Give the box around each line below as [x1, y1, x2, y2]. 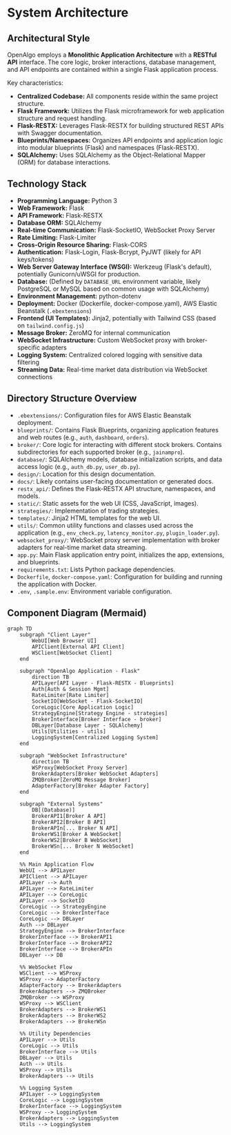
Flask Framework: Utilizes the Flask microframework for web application [17, 107, 225, 115]
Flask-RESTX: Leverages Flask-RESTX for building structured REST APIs [17, 122, 224, 129]
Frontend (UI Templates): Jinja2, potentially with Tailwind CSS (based [17, 314, 217, 322]
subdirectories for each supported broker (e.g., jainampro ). [17, 448, 185, 456]
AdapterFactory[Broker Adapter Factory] [32, 783, 150, 790]
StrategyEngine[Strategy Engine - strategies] [32, 710, 168, 717]
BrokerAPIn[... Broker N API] [32, 825, 119, 832]
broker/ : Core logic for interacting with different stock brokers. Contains [17, 440, 222, 448]
